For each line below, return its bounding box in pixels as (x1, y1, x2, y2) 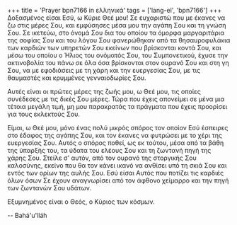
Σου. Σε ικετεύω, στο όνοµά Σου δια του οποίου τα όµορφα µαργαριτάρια (7, 28, 225, 37)
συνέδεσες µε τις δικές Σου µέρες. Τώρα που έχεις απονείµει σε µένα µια (7, 95, 225, 103)
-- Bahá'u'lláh (7, 212, 47, 219)
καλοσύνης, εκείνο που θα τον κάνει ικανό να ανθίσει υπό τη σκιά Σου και (7, 161, 227, 169)
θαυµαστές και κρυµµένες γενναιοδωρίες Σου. (7, 74, 146, 82)
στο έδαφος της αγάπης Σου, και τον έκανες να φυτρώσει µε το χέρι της (7, 131, 223, 139)
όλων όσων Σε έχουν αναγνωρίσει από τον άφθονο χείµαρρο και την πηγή (7, 176, 229, 185)
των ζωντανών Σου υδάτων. (7, 184, 92, 192)
